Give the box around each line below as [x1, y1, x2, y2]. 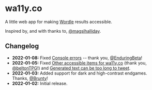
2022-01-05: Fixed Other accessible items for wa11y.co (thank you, [12, 60, 147, 65]
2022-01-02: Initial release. [12, 80, 68, 86]
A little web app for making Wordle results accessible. [5, 19, 112, 25]
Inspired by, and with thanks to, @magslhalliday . [5, 28, 101, 34]
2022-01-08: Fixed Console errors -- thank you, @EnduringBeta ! [12, 55, 143, 61]
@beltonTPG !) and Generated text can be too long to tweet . [12, 65, 131, 71]
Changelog [5, 42, 39, 51]
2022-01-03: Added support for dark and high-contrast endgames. [12, 70, 148, 76]
